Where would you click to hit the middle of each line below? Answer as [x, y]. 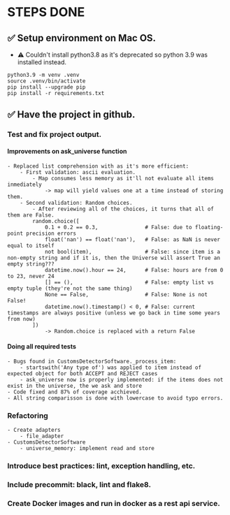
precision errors [51, 233]
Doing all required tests [42, 347]
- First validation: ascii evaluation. [78, 172]
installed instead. [42, 62]
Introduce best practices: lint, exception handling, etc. [101, 465]
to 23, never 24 [31, 276]
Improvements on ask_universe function [67, 151]
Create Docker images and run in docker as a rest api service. [114, 503]
